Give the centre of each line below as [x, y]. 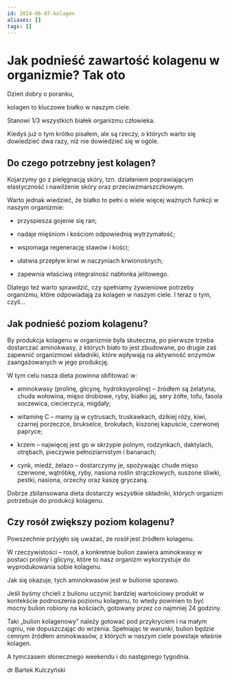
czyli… [16, 302]
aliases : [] [24, 20]
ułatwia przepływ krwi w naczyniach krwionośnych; [90, 261]
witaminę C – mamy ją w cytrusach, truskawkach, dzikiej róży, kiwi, [112, 416]
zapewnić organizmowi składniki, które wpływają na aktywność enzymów [111, 354]
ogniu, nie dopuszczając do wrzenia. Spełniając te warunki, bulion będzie [111, 628]
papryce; [30, 431]
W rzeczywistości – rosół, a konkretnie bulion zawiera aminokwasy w [105, 552]
